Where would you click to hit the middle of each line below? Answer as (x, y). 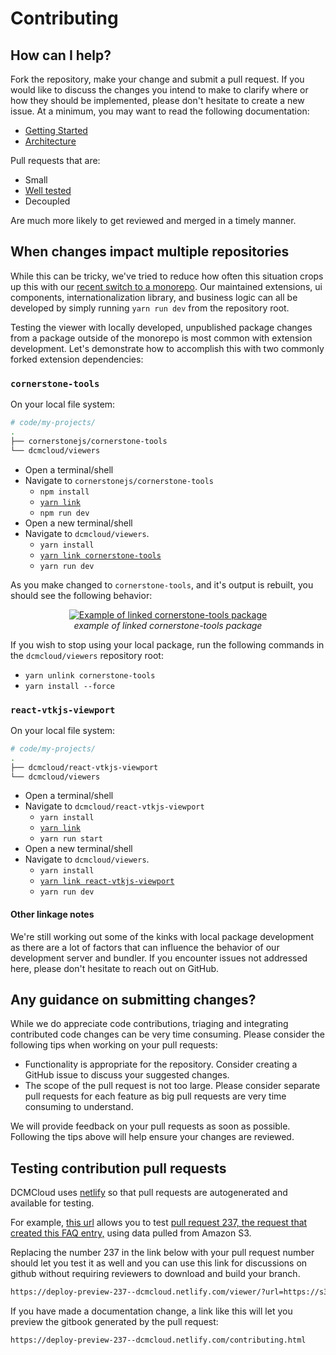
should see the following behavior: (81, 595)
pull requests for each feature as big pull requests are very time (155, 1096)
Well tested (48, 190)
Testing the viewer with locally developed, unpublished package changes (161, 327)
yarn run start (71, 839)
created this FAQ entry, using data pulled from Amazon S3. (131, 1233)
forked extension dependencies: (77, 359)
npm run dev (64, 513)
